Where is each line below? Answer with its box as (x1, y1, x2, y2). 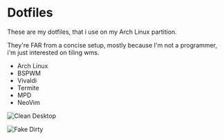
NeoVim (17, 98, 40, 106)
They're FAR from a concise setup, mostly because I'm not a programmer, (7, 41, 218, 49)
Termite (17, 83, 39, 92)
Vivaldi (17, 76, 37, 84)
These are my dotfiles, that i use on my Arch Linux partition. (7, 28, 178, 36)
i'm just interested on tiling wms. (7, 48, 100, 57)
